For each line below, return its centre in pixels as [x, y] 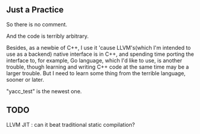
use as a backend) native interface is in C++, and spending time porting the [100, 54]
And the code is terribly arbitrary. [47, 36]
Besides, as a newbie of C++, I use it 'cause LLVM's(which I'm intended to [99, 47]
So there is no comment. [37, 24]
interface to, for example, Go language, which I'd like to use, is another [94, 60]
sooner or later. [25, 79]
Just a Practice [35, 10]
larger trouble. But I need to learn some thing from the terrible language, [96, 73]
